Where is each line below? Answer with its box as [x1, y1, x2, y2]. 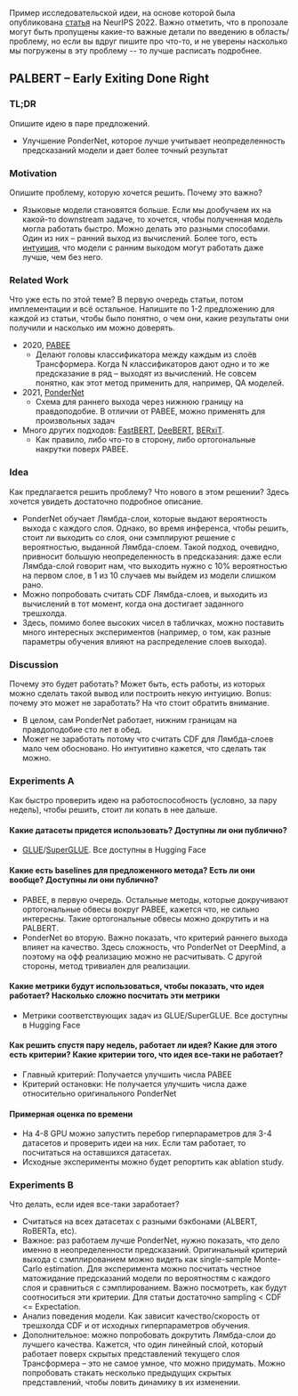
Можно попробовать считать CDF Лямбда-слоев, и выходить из [21, 588, 269, 599]
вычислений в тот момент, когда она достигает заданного [21, 598, 245, 609]
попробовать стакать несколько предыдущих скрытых [21, 1368, 232, 1378]
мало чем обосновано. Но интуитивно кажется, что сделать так [21, 743, 267, 753]
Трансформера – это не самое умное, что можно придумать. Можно [21, 1358, 286, 1369]
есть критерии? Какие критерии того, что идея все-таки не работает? [9, 1050, 284, 1060]
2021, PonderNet [21, 387, 85, 398]
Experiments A [9, 775, 75, 787]
